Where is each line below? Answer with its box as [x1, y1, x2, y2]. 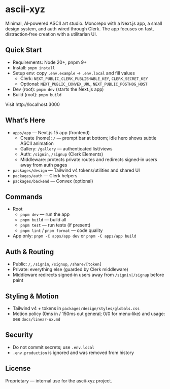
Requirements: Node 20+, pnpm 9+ [12, 59, 87, 65]
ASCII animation [20, 140, 54, 146]
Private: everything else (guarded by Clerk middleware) [12, 266, 128, 273]
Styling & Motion [5, 292, 59, 300]
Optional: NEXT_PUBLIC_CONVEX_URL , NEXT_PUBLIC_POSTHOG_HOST [20, 81, 148, 87]
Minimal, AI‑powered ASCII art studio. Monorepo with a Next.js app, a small [5, 20, 162, 26]
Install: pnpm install [12, 64, 55, 70]
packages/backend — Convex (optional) [12, 178, 93, 184]
